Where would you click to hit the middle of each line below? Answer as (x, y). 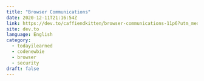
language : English (29, 35)
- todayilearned (32, 46)
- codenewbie (28, 52)
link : (13, 23)
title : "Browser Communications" (49, 12)
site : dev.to (23, 29)
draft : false (23, 69)
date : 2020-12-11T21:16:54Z (42, 18)
